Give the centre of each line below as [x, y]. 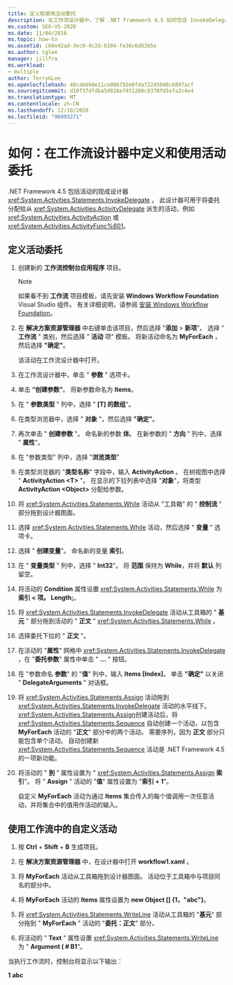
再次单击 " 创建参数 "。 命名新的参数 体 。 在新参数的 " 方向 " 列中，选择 [120, 434]
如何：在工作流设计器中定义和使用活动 [117, 153]
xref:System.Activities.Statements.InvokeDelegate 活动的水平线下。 [114, 706]
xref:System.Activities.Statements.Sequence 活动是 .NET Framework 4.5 [121, 749]
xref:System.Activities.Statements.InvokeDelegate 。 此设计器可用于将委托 [114, 200]
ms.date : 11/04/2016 [38, 33]
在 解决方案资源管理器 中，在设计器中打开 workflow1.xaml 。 [105, 862]
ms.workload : [27, 65]
